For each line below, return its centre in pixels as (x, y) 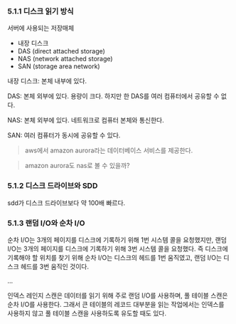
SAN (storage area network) (59, 66)
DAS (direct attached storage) (61, 51)
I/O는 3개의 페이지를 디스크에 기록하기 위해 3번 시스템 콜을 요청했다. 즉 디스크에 (118, 249)
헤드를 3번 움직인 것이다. (54, 266)
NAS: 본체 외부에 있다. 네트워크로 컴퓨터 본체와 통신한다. (86, 120)
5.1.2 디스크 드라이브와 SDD (53, 186)
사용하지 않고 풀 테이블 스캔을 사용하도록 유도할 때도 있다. (87, 313)
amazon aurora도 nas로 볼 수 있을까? (77, 166)
